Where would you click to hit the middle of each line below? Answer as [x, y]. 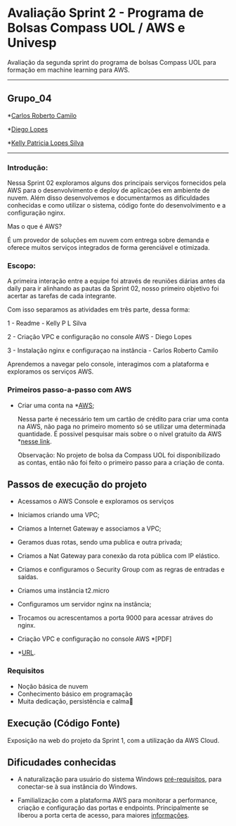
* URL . [27, 653]
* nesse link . [34, 441]
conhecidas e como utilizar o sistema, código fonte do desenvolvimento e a [117, 205]
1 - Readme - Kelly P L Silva [47, 323]
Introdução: [28, 167]
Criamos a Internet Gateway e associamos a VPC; [89, 528]
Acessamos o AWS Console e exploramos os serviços [96, 502]
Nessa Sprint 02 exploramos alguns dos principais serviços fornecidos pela [117, 183]
